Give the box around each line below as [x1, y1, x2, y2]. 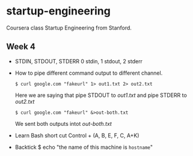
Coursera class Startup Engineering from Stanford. [6, 24, 132, 31]
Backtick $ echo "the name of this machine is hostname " [14, 143, 153, 151]
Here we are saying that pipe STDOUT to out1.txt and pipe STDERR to [14, 92, 188, 99]
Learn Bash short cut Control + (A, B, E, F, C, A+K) [14, 131, 139, 139]
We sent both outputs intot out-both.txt [14, 120, 112, 127]
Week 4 [6, 42, 36, 52]
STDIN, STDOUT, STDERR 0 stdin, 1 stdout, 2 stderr [14, 57, 143, 64]
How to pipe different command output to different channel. [14, 69, 163, 76]
